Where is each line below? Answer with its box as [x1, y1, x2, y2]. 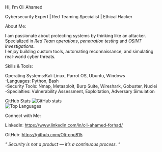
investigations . [5, 43, 35, 49]
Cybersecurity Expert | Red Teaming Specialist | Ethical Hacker [5, 14, 133, 19]
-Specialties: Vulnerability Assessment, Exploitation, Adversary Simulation [5, 89, 155, 94]
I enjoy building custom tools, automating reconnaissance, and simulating [5, 49, 154, 54]
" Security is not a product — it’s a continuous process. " [5, 141, 120, 147]
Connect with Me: [5, 113, 41, 119]
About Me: [5, 23, 27, 29]
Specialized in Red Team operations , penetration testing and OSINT [5, 38, 142, 44]
